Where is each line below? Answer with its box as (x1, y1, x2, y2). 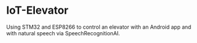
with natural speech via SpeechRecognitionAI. (6, 29, 120, 36)
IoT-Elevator (6, 4, 69, 17)
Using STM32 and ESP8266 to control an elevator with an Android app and (6, 23, 192, 30)
